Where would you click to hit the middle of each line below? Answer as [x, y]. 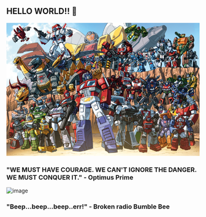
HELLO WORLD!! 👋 [42, 11]
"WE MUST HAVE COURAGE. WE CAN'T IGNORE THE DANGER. [102, 170]
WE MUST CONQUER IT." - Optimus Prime [70, 177]
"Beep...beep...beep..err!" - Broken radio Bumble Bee [88, 207]
